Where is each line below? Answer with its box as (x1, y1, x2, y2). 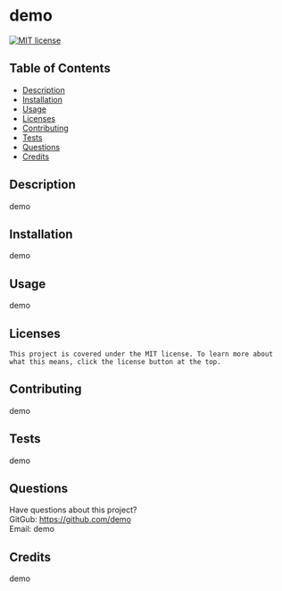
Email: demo (9, 524, 55, 535)
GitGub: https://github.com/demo (9, 514, 132, 525)
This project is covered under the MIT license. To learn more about (9, 350, 274, 359)
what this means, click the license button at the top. (9, 358, 221, 367)
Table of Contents (9, 61, 112, 76)
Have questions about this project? (9, 504, 137, 515)
